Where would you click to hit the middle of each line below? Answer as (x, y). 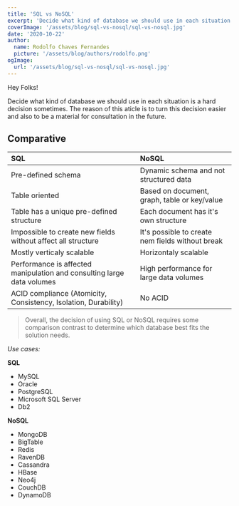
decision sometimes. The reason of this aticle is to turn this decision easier (117, 108)
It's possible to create (176, 232)
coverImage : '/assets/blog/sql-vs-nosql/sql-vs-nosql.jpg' (97, 27)
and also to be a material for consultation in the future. (87, 116)
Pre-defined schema (46, 175)
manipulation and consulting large (68, 273)
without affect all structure (55, 241)
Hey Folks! (23, 87)
